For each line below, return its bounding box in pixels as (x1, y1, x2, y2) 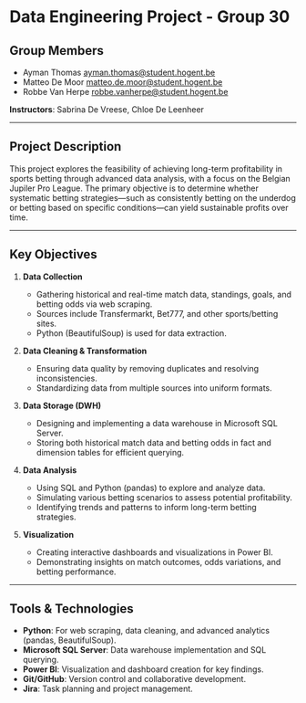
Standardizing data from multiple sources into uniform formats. (36, 382, 273, 393)
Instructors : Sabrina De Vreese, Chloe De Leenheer (9, 104, 205, 115)
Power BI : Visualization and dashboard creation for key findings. (22, 664, 264, 675)
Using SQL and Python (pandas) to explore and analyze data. (36, 482, 266, 493)
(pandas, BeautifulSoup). (22, 635, 117, 645)
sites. (36, 318, 57, 329)
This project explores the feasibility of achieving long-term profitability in (9, 163, 283, 174)
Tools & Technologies (9, 601, 134, 617)
